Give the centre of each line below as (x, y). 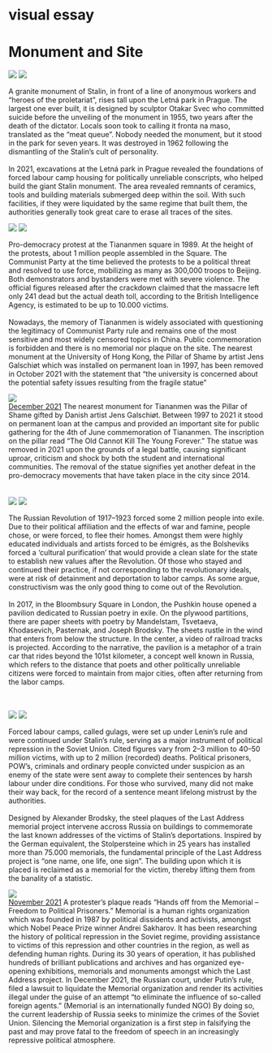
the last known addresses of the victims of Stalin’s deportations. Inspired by (135, 835)
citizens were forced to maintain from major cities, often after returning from (136, 673)
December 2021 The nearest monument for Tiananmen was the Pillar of (128, 407)
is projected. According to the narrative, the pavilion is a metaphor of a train (135, 648)
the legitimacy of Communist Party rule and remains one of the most (123, 331)
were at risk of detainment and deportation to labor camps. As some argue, (134, 579)
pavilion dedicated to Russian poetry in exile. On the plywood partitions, (129, 613)
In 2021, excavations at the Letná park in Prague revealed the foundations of (136, 169)
